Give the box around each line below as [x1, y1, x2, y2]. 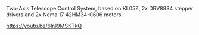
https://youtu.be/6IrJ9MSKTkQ [6, 23, 82, 29]
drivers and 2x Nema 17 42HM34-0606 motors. [6, 11, 123, 18]
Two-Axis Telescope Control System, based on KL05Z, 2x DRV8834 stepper [6, 5, 194, 12]
